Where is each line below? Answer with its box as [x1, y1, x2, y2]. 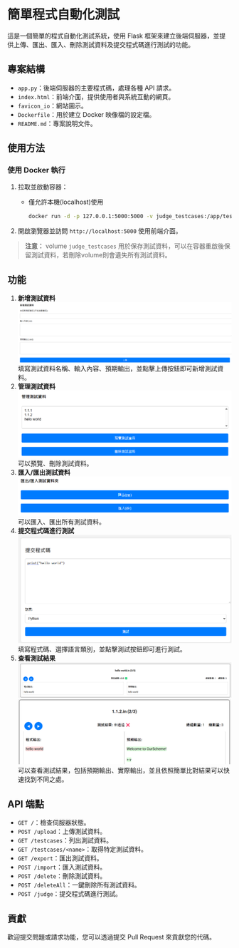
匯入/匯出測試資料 [17, 468, 71, 477]
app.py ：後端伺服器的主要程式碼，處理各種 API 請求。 [17, 83, 176, 92]
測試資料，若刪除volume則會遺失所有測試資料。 [31, 251, 171, 259]
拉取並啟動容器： [17, 182, 68, 191]
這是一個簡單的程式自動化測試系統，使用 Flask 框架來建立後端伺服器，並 [7, 31, 220, 40]
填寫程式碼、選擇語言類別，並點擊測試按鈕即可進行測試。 [17, 645, 186, 654]
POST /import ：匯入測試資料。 [17, 863, 107, 872]
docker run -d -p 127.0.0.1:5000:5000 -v [28, 213, 153, 220]
